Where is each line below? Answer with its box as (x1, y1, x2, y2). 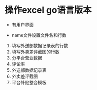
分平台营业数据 (11, 55, 42, 60)
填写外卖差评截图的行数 (11, 49, 60, 55)
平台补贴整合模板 (11, 79, 47, 85)
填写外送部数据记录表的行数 (11, 42, 68, 48)
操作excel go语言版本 (4, 4, 92, 16)
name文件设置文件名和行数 (11, 32, 67, 38)
